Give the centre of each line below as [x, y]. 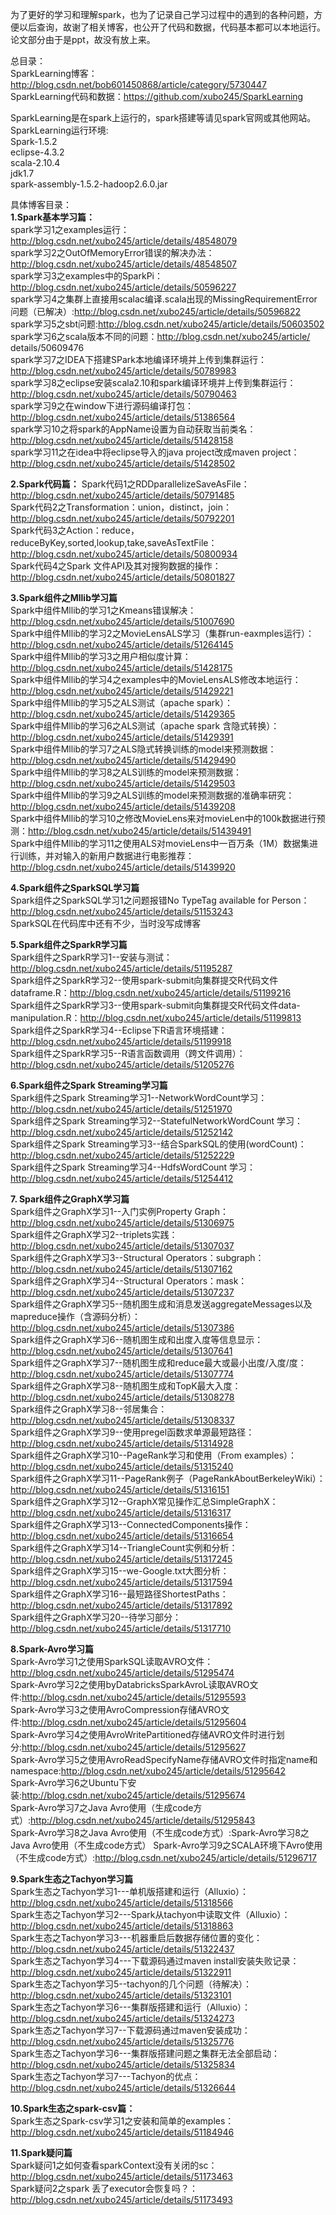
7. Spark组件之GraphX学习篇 [70, 1199]
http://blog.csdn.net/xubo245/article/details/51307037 [122, 1246]
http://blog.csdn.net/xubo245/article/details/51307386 [122, 1327]
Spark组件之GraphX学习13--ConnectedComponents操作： [131, 1524]
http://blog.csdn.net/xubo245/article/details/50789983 [123, 371]
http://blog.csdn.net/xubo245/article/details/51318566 [122, 1902]
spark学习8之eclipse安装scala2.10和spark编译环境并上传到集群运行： [153, 382]
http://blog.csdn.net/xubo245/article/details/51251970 [121, 1109]
